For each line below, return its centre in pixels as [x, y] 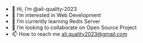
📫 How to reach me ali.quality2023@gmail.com [69, 34]
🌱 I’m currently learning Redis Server [56, 21]
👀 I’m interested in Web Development [56, 15]
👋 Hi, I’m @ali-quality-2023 [44, 9]
